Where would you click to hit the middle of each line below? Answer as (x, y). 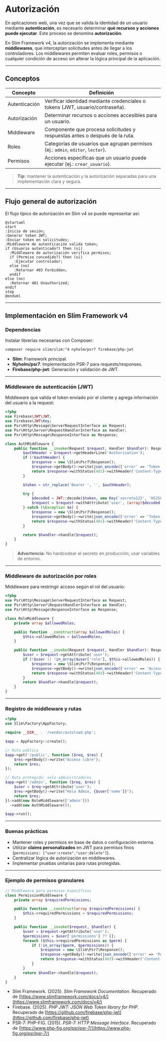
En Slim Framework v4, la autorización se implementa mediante (70, 42)
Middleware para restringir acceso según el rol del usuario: (65, 587)
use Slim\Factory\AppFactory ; (36, 724)
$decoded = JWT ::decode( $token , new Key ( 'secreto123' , (89, 498)
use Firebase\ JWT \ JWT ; (28, 417)
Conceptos (22, 79)
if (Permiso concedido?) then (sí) (46, 257)
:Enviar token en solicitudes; (37, 240)
